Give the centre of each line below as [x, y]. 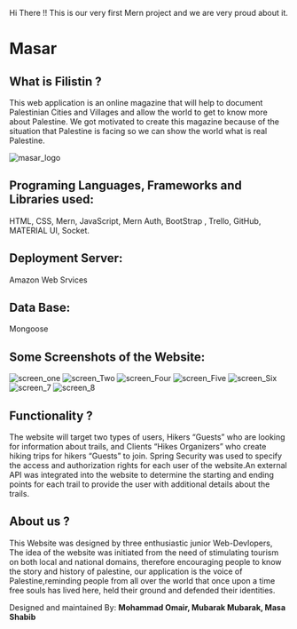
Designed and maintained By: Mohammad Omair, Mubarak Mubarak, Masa [148, 607]
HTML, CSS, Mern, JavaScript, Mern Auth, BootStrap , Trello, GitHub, [135, 220]
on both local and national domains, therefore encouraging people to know [145, 561]
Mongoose [29, 329]
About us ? [40, 522]
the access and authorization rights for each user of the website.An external [148, 466]
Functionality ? [51, 415]
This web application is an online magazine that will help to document [136, 103]
